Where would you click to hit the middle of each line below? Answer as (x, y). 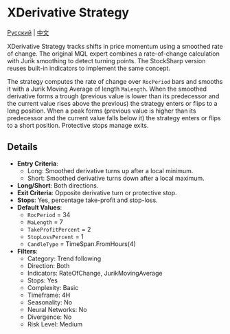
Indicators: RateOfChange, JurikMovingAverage (95, 273)
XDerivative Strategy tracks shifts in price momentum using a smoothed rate (115, 46)
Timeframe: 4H (49, 295)
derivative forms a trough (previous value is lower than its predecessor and (113, 96)
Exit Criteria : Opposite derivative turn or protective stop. (97, 192)
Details (22, 147)
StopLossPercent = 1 (55, 236)
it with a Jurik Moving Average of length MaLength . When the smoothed (107, 89)
